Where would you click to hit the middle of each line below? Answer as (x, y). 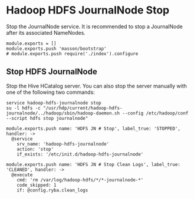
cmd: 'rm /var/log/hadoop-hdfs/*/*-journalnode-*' (80, 180)
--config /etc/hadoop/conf (155, 113)
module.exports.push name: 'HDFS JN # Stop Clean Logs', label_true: (93, 164)
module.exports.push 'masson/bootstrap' (57, 48)
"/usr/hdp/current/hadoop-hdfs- (83, 108)
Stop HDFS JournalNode (52, 72)
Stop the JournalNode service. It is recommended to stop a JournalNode (94, 26)
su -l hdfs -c (24, 108)
